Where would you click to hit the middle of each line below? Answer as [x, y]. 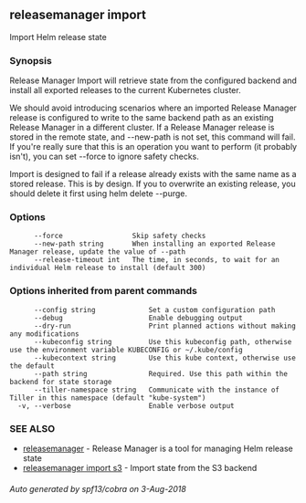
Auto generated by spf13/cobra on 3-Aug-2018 [98, 488]
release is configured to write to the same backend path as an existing [142, 118]
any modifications [44, 334]
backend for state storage [61, 382]
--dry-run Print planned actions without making [165, 326]
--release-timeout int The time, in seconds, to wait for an [157, 260]
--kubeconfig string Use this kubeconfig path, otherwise [163, 341]
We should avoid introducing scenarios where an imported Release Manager [153, 108]
